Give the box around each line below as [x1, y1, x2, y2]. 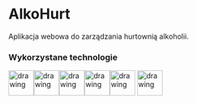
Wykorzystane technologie [8, 52, 118, 63]
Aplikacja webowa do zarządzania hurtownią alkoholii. [8, 31, 189, 41]
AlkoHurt [8, 5, 71, 23]
